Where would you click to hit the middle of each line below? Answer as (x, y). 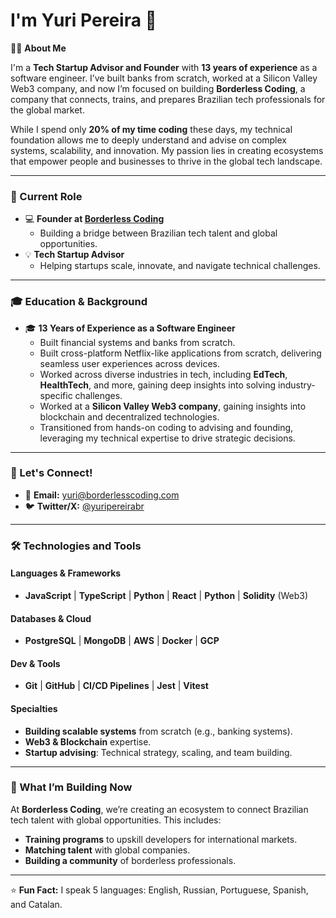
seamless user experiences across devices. (129, 363)
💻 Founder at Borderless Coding (94, 219)
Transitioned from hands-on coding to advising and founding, (166, 427)
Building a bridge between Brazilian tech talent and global (158, 233)
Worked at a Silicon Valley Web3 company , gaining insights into (173, 406)
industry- (297, 385)
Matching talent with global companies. (107, 850)
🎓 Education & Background (79, 302)
